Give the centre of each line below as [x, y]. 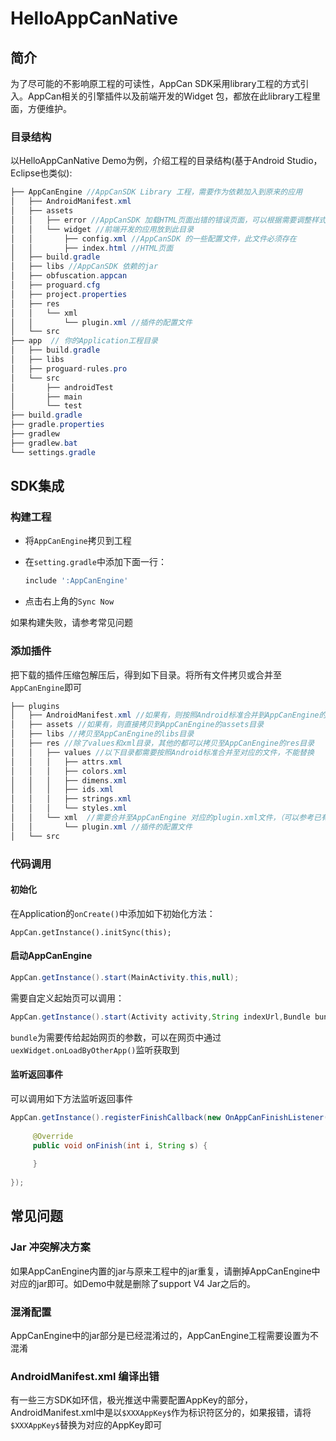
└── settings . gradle [53, 452]
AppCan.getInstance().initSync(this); [91, 932]
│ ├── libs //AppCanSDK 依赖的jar [84, 267]
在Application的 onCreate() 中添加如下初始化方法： [113, 913]
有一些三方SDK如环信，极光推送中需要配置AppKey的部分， [131, 1400]
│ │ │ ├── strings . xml [71, 799]
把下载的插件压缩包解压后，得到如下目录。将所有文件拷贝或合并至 [146, 674]
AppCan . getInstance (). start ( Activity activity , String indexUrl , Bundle [160, 1017]
